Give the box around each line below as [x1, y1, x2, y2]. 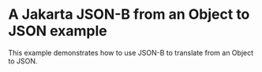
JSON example [8, 22, 108, 40]
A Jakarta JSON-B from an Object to [8, 5, 250, 23]
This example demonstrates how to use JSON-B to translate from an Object [8, 48, 254, 57]
